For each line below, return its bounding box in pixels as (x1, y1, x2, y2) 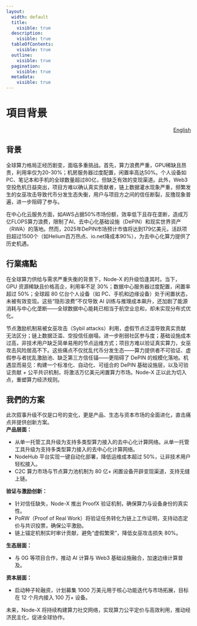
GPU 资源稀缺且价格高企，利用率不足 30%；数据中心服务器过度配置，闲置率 (6, 283, 191, 290)
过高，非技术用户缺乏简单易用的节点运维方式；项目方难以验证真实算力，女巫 (6, 339, 191, 346)
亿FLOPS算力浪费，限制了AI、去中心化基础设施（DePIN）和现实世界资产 (6, 218, 182, 225)
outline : (11, 52, 33, 58)
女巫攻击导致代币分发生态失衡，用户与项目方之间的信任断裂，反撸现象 (16, 191, 186, 198)
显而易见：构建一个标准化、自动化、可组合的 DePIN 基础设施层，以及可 (11, 361, 184, 368)
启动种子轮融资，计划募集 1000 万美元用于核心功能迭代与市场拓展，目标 (14, 587, 189, 594)
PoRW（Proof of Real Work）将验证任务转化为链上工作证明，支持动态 (14, 515, 184, 522)
